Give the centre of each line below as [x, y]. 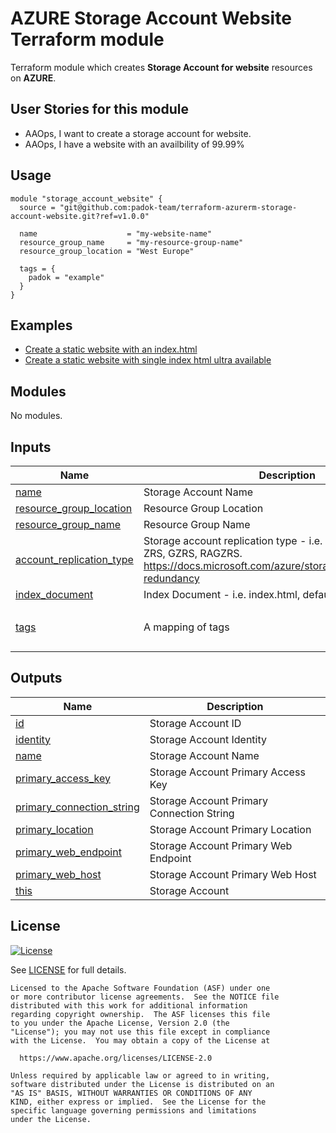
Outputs [36, 678]
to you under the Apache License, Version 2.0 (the [120, 1023]
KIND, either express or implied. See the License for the [138, 1102]
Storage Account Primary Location [230, 829]
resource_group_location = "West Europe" [107, 251]
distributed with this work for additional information [129, 1005]
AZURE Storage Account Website [151, 18]
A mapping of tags [186, 627]
